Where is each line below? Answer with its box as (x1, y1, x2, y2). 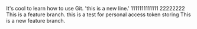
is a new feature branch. (6, 17, 66, 24)
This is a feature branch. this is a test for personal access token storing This (6, 11, 191, 18)
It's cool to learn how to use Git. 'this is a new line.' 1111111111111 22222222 (6, 5, 185, 12)
